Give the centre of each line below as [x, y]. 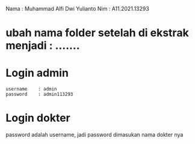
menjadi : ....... [43, 46]
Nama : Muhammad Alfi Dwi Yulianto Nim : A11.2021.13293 [78, 9]
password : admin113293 [39, 94]
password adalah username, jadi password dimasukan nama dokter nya [94, 135]
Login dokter [38, 118]
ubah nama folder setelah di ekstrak [97, 33]
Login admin [37, 73]
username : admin [32, 89]
